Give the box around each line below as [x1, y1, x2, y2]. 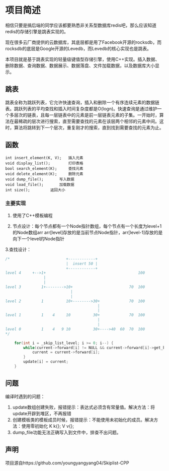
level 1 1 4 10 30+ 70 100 [5, 313, 145, 318]
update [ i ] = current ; [23, 359, 69, 364]
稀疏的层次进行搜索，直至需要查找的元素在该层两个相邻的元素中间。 [18, 118, 159, 124]
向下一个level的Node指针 [12, 235, 64, 242]
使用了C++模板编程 [12, 212, 53, 218]
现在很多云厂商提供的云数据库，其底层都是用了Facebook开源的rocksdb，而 [5, 39, 162, 45]
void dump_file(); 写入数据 [5, 177, 74, 182]
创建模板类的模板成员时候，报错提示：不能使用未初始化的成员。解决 [12, 417, 154, 423]
